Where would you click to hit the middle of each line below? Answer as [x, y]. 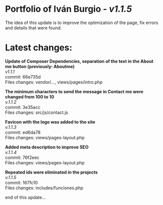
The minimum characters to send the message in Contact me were [74, 91]
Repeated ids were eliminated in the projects [52, 172]
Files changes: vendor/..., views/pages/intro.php [54, 82]
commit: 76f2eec [22, 157]
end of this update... [26, 197]
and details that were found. [34, 27]
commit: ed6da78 [23, 132]
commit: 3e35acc [23, 107]
